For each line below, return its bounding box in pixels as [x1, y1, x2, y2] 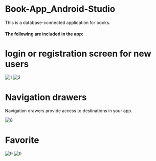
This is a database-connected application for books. [5, 20, 111, 25]
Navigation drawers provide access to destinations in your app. [5, 108, 133, 114]
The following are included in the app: [5, 31, 84, 37]
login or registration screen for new [5, 48, 152, 59]
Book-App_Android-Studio [5, 3, 115, 15]
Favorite [5, 135, 39, 145]
